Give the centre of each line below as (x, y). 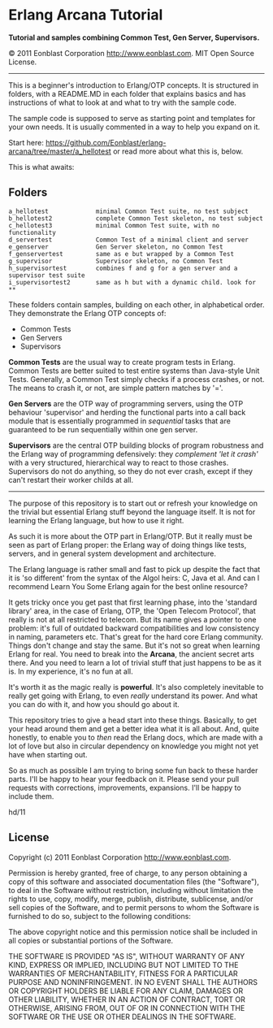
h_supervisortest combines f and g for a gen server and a (123, 268)
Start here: (26, 142)
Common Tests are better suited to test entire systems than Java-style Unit (134, 371)
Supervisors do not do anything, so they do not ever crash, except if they (131, 471)
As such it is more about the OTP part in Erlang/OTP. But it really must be (130, 536)
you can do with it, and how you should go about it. (94, 704)
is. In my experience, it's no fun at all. (71, 671)
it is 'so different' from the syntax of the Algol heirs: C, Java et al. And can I (134, 578)
